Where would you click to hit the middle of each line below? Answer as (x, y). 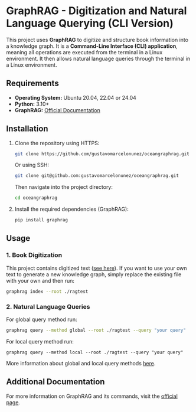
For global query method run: (42, 319)
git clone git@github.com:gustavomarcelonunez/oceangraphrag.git (97, 176)
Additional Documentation (55, 382)
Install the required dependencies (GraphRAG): (71, 209)
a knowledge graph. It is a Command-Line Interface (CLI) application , (92, 46)
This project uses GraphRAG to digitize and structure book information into (97, 40)
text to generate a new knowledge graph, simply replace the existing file (94, 274)
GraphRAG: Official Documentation (57, 110)
